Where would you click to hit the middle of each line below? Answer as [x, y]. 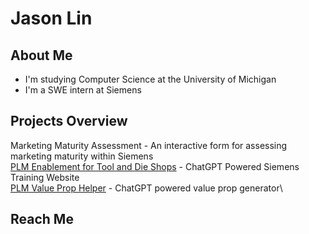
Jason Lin [51, 18]
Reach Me [42, 219]
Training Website [45, 177]
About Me [41, 55]
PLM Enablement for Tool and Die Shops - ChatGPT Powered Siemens [155, 166]
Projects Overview [69, 121]
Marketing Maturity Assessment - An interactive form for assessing [149, 145]
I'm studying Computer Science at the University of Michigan [150, 79]
